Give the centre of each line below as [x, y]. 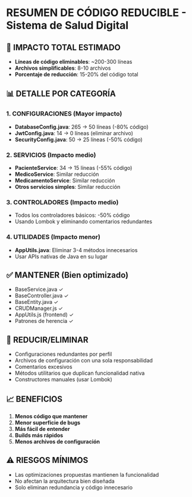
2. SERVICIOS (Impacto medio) [51, 155]
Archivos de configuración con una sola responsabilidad [84, 361]
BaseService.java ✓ [39, 290]
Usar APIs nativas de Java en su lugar [61, 256]
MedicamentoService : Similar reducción [65, 180]
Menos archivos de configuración [57, 442]
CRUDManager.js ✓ [39, 308]
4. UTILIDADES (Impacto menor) [53, 237]
